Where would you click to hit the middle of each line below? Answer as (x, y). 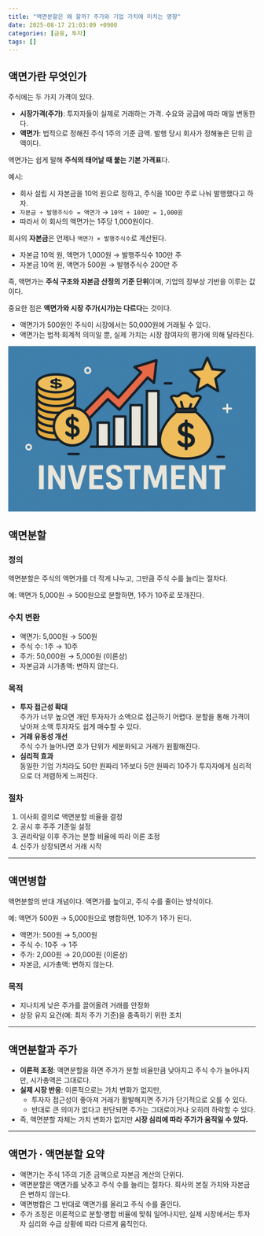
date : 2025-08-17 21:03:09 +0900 (63, 25)
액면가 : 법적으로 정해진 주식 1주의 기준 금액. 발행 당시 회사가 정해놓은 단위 (132, 133)
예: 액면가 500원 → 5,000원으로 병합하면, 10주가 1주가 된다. (100, 919)
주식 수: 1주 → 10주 (49, 646)
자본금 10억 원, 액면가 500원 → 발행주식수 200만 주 (99, 265)
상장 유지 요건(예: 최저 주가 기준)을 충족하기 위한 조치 (101, 1015)
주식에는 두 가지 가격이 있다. (51, 97)
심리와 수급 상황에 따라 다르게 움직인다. (88, 1224)
